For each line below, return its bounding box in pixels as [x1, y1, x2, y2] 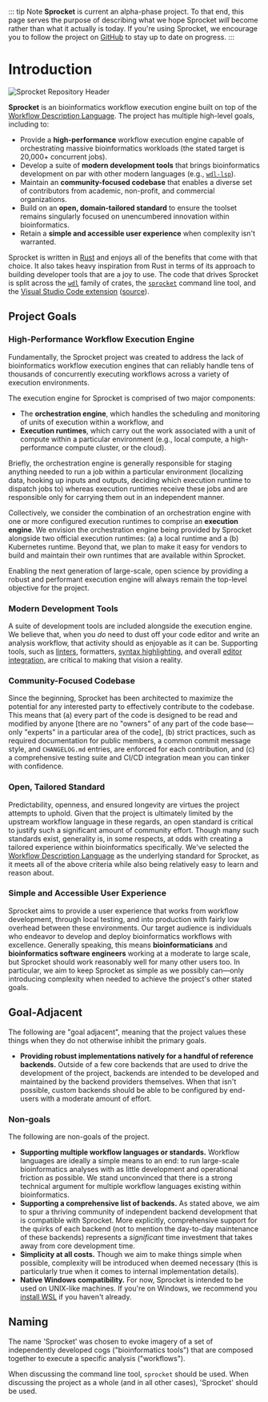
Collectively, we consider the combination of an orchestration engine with [8, 508, 251, 518]
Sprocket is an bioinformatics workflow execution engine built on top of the [8, 102, 258, 111]
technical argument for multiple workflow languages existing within [19, 1181, 242, 1190]
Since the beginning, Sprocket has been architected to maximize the [8, 693, 234, 703]
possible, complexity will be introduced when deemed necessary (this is [19, 1258, 258, 1267]
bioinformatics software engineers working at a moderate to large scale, [8, 949, 250, 958]
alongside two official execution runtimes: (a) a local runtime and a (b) [8, 533, 239, 543]
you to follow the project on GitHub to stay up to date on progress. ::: [8, 32, 234, 42]
